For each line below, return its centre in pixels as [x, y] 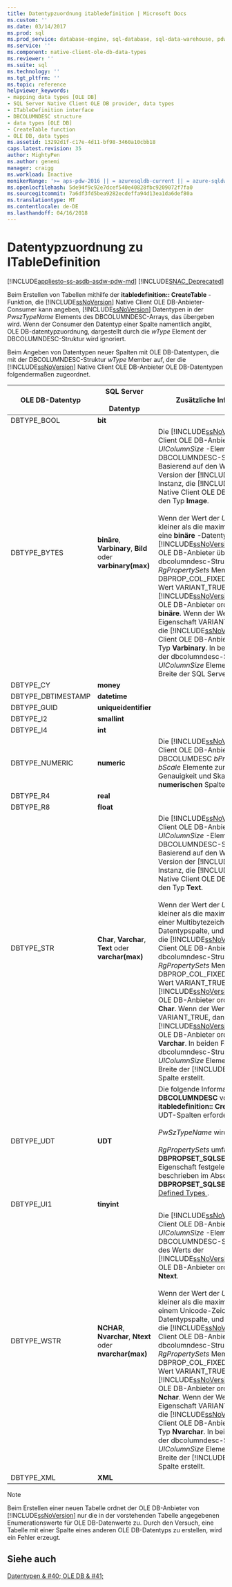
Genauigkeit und [185, 776]
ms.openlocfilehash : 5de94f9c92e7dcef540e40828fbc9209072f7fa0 [100, 188]
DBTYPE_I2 [29, 718]
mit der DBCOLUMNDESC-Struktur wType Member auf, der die [97, 359]
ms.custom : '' [28, 20]
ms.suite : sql [28, 65]
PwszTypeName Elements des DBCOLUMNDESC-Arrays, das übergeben [111, 316]
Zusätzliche [196, 400]
